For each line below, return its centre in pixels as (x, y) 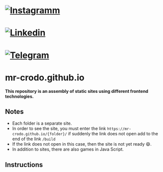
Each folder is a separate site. (42, 123)
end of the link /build (34, 139)
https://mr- (119, 129)
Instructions (24, 164)
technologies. (20, 96)
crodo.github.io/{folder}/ (40, 134)
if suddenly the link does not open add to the (113, 134)
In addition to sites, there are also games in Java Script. (68, 150)
